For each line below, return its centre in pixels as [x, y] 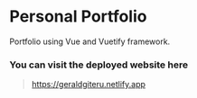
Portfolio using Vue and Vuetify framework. [90, 41]
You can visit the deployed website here [98, 65]
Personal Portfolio [78, 17]
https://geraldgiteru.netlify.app [89, 85]
